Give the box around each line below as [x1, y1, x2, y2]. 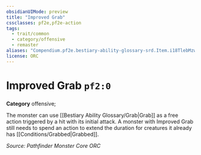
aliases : [6, 48, 28, 54]
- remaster [11, 42, 39, 48]
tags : [6, 25, 20, 32]
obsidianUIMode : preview [6, 8, 68, 15]
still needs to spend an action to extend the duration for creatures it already [6, 124, 193, 131]
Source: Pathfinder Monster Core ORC [6, 142, 100, 149]
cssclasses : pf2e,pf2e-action [6, 20, 82, 26]
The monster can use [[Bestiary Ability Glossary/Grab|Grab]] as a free [6, 111, 178, 119]
